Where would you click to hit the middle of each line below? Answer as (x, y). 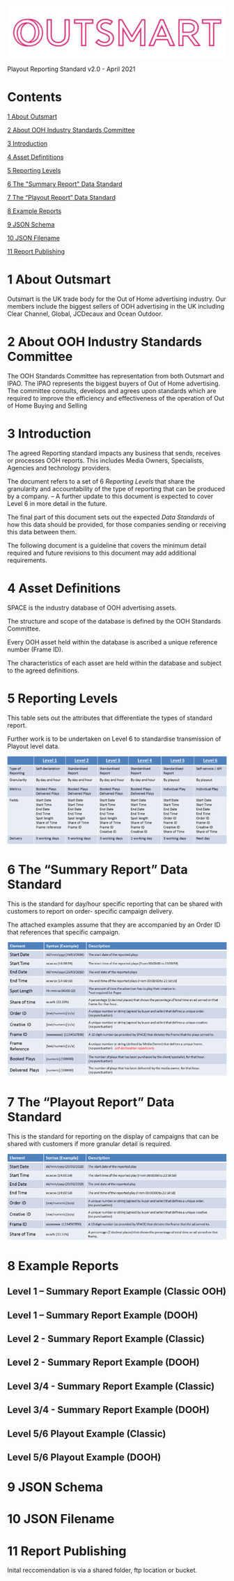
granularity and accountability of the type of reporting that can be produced (116, 488)
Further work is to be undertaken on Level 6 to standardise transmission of (114, 739)
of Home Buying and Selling (47, 406)
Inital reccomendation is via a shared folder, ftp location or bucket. (102, 1571)
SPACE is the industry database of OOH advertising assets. (92, 608)
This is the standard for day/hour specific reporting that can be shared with (115, 904)
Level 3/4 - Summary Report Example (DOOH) (109, 1410)
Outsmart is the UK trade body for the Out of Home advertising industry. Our (117, 299)
